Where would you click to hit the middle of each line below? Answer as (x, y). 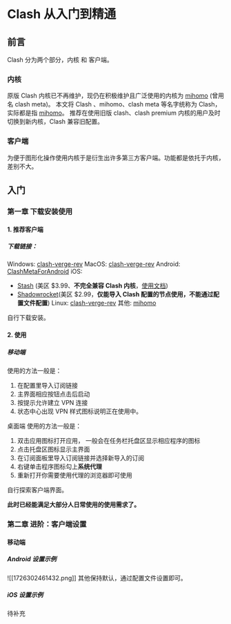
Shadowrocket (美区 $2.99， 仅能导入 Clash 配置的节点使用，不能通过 (115, 294)
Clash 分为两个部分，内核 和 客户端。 (60, 60)
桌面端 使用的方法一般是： (44, 426)
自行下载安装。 (28, 318)
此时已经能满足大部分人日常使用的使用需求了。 (73, 504)
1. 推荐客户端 (25, 229)
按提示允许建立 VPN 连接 (52, 403)
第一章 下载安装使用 (40, 211)
